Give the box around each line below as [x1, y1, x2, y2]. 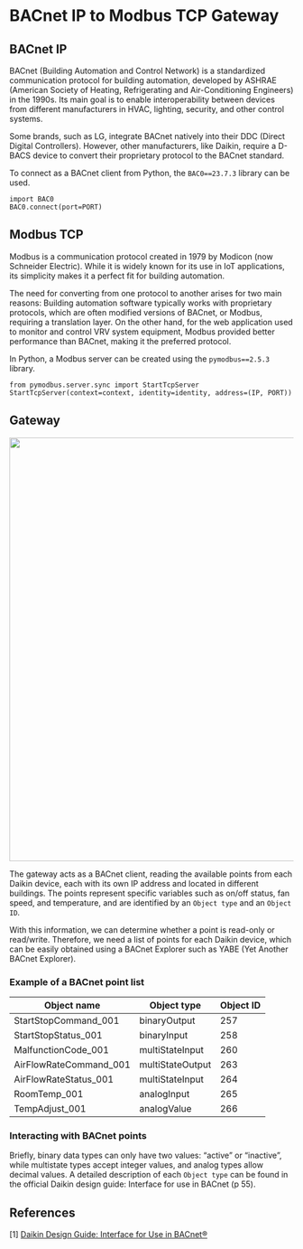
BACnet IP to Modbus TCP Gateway [9, 5, 280, 26]
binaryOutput [139, 1014, 196, 1027]
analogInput [139, 1087, 190, 1100]
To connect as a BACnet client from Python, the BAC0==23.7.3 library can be [9, 168, 290, 178]
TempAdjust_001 [14, 1102, 87, 1114]
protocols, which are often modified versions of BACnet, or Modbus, [9, 306, 263, 317]
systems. [9, 114, 43, 124]
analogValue [139, 1102, 192, 1114]
